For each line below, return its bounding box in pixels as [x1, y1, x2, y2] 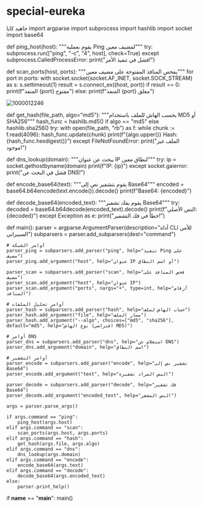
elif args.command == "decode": [6, 467, 89, 473]
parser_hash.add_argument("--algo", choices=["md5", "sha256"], [6, 317, 174, 323]
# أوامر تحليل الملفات [6, 301, 64, 307]
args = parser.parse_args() [6, 403, 79, 409]
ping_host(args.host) [17, 419, 72, 425]
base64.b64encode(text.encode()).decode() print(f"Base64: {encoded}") [6, 187, 192, 194]
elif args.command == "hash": [6, 435, 84, 441]
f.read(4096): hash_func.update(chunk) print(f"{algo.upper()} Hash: [6, 131, 178, 138]
